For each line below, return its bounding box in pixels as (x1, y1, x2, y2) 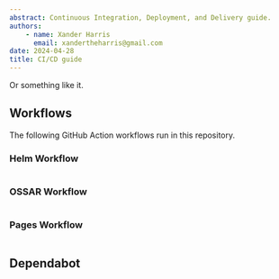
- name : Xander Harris (25, 30, 111, 39)
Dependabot (9, 256, 81, 271)
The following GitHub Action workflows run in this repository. (9, 130, 236, 140)
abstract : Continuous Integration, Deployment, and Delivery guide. (9, 13, 272, 22)
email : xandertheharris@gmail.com (32, 38, 164, 48)
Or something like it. (9, 80, 84, 90)
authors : (9, 22, 42, 31)
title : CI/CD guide (9, 55, 83, 64)
